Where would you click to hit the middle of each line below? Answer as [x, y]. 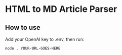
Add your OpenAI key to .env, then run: [45, 39]
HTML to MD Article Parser [61, 9]
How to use [23, 27]
